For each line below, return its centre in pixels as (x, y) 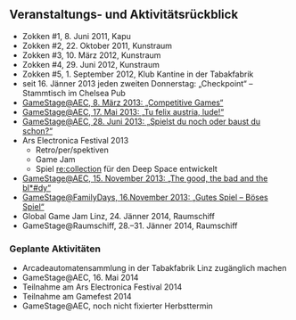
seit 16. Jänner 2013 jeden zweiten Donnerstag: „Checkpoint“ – (137, 83)
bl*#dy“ (37, 187)
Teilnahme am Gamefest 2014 (77, 297)
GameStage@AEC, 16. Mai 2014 (80, 278)
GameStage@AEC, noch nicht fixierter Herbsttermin (118, 306)
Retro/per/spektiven (72, 150)
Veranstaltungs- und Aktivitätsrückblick (124, 15)
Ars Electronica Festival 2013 (75, 140)
